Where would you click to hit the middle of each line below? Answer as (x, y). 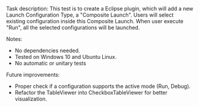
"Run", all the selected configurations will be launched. (73, 27)
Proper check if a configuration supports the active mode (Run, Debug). (103, 86)
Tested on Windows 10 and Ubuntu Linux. (66, 57)
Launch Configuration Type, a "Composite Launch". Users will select (90, 15)
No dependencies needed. (47, 51)
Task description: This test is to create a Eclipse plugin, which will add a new (100, 9)
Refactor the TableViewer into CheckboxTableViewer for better (91, 92)
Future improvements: (33, 75)
